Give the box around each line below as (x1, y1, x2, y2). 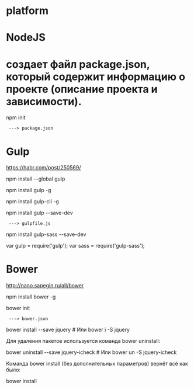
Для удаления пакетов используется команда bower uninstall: (6, 338, 161, 345)
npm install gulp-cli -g (6, 198, 60, 205)
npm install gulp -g (6, 187, 51, 194)
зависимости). (6, 95, 82, 108)
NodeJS (6, 31, 46, 44)
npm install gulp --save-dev (6, 209, 73, 217)
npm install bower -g (6, 293, 56, 300)
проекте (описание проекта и (6, 82, 158, 96)
